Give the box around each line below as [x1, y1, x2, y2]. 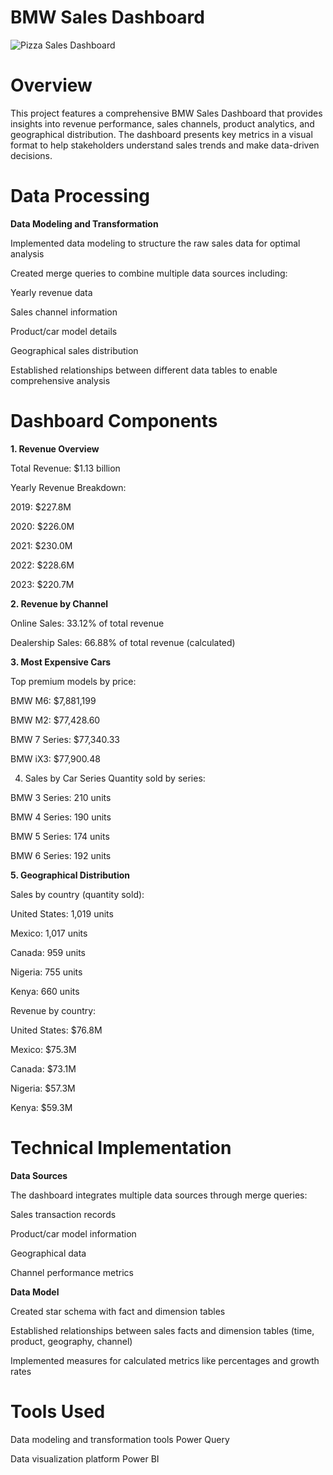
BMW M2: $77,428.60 [10, 714, 101, 726]
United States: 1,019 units [10, 907, 114, 920]
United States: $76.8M [10, 1024, 103, 1036]
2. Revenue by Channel [10, 597, 109, 610]
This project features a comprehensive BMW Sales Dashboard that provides [10, 107, 323, 119]
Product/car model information [10, 1227, 137, 1240]
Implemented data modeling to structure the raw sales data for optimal [10, 237, 301, 249]
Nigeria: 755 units [10, 966, 83, 978]
